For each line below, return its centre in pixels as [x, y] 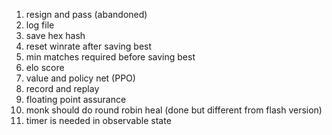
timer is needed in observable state [98, 120]
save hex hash [55, 35]
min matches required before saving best [110, 57]
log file [40, 25]
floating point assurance [76, 99]
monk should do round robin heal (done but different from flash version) [174, 110]
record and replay [62, 88]
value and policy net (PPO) [80, 78]
